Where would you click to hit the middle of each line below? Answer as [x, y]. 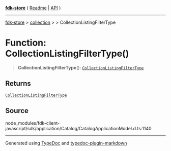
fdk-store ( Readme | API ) [33, 8]
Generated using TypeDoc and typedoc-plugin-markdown [66, 143]
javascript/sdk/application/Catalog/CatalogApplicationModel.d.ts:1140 [78, 128]
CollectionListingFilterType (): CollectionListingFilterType [81, 67]
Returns [18, 84]
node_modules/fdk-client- [33, 123]
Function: [26, 43]
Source [17, 111]
